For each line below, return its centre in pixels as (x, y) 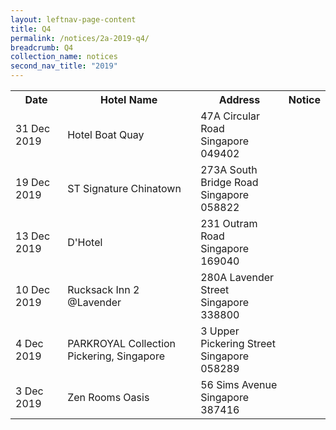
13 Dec (33, 236)
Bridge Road (229, 182)
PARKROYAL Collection (122, 343)
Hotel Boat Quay (106, 134)
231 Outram (229, 223)
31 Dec (33, 128)
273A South (229, 169)
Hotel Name (129, 99)
